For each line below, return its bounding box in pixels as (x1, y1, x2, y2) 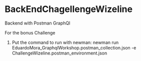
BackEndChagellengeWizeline (4, 3, 133, 15)
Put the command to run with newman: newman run (11, 39, 119, 45)
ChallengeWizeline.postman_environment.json (11, 50, 107, 56)
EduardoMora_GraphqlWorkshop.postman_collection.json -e (11, 44, 136, 50)
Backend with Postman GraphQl (4, 20, 70, 26)
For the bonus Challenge (4, 29, 55, 35)
